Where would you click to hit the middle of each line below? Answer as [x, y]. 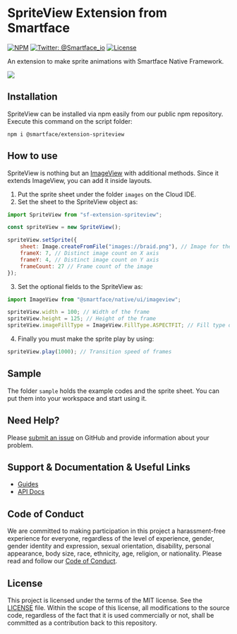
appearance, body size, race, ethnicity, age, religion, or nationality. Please [115, 553]
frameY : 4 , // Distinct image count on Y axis [90, 259]
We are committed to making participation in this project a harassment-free [116, 531]
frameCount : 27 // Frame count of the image [86, 266]
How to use [32, 156]
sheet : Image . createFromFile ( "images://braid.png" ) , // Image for [120, 247]
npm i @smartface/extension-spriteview [66, 134]
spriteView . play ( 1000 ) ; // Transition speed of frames [90, 352]
